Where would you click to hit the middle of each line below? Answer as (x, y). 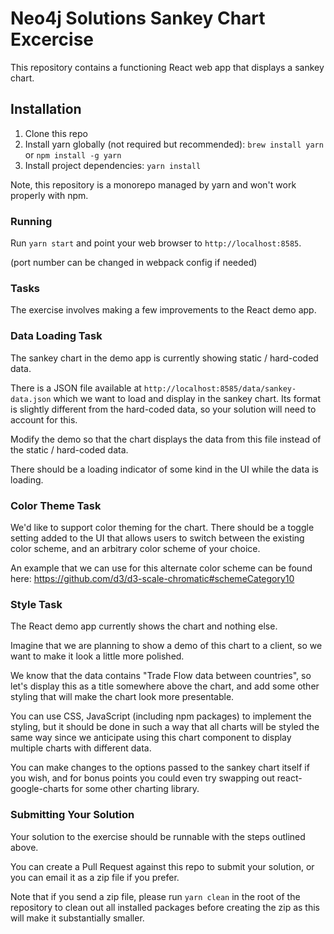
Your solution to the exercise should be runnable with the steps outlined (158, 836)
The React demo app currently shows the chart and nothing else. (144, 626)
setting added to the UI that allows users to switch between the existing (157, 538)
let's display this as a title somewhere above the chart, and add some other (165, 686)
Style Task (36, 604)
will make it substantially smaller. (77, 918)
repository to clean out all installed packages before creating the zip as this (165, 907)
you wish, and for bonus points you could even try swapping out (142, 778)
